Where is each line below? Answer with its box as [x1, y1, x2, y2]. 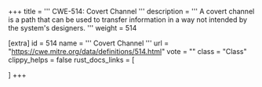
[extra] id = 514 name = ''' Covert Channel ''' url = [8, 38, 169, 48]
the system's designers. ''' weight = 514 [8, 24, 137, 32]
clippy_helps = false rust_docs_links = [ [8, 55, 135, 64]
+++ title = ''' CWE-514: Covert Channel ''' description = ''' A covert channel [8, 7, 255, 16]
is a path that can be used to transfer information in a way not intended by [8, 15, 248, 24]
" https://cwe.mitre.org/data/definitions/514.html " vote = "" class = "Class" [8, 47, 247, 56]
